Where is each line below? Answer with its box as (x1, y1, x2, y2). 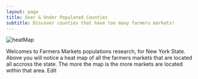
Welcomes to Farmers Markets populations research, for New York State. (6, 48, 186, 55)
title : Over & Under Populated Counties (6, 14, 109, 20)
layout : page (6, 8, 39, 15)
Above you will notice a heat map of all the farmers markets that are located (6, 54, 193, 62)
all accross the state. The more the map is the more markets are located (6, 60, 183, 68)
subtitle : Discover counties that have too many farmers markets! (6, 20, 175, 26)
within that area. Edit (6, 67, 57, 74)
